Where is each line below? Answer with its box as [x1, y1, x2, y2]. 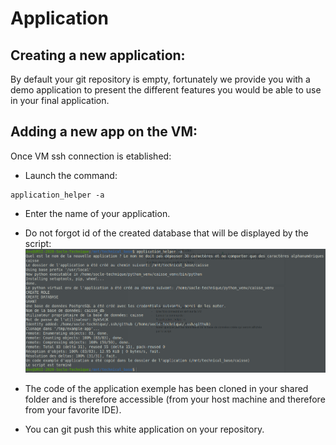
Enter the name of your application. [24, 207, 171, 219]
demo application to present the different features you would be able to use [10, 84, 322, 96]
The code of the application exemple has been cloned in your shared [24, 383, 309, 395]
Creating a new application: [10, 47, 186, 64]
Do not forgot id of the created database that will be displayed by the [24, 227, 309, 239]
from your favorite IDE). [24, 404, 122, 416]
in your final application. [10, 95, 110, 106]
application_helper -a [10, 190, 105, 200]
